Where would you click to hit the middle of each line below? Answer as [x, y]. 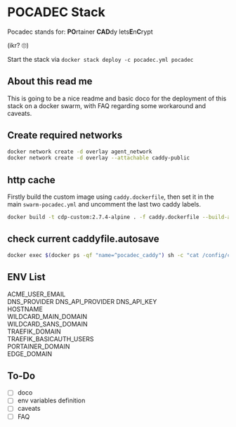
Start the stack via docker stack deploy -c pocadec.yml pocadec [100, 59]
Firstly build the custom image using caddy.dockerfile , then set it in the [111, 197]
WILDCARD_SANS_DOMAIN [47, 324]
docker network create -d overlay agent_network [80, 152]
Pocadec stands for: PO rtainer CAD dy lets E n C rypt [80, 32]
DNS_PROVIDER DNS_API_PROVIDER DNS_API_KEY [82, 301]
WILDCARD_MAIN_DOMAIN [47, 316]
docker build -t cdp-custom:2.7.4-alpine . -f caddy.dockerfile [103, 217]
